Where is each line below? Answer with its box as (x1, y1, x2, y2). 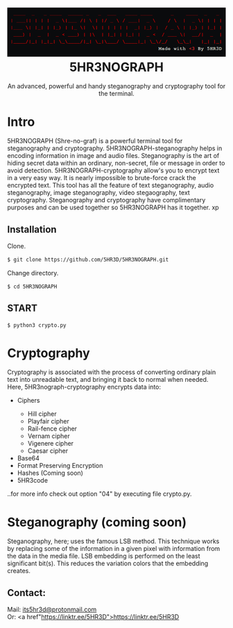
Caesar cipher (27, 446, 68, 455)
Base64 (17, 454, 40, 462)
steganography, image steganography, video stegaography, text (7, 188, 191, 197)
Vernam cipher (27, 432, 71, 440)
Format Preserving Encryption (17, 462, 103, 470)
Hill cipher (27, 410, 57, 418)
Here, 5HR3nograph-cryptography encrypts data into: (7, 383, 162, 392)
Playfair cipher (27, 417, 69, 426)
